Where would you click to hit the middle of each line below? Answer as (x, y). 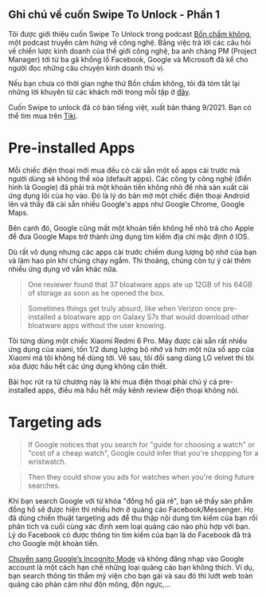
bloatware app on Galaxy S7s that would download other (156, 317)
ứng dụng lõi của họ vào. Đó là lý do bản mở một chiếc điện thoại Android (129, 196)
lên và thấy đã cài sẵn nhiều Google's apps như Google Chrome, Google (127, 204)
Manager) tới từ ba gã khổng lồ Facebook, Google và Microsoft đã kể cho (128, 59)
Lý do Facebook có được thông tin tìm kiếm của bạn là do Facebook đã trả (130, 535)
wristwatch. (47, 461)
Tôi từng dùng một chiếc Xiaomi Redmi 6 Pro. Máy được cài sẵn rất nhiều (128, 341)
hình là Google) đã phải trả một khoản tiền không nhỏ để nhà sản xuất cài (128, 187)
